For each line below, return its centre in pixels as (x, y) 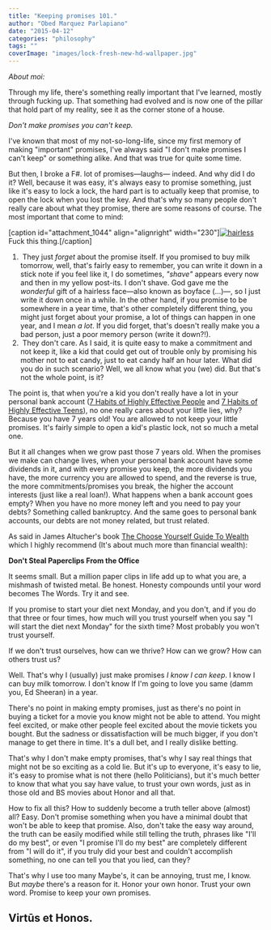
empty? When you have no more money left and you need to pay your (125, 503)
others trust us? (34, 659)
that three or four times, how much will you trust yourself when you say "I (131, 618)
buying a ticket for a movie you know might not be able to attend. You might (134, 717)
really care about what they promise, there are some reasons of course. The (135, 208)
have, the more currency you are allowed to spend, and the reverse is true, (133, 478)
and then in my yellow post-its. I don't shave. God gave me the (124, 283)
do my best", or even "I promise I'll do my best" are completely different (128, 843)
